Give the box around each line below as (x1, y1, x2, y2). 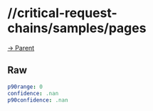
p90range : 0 (7, 83, 43, 90)
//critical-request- (7, 5, 117, 21)
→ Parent (7, 43, 35, 52)
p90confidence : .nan (7, 96, 69, 104)
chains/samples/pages (7, 20, 147, 36)
